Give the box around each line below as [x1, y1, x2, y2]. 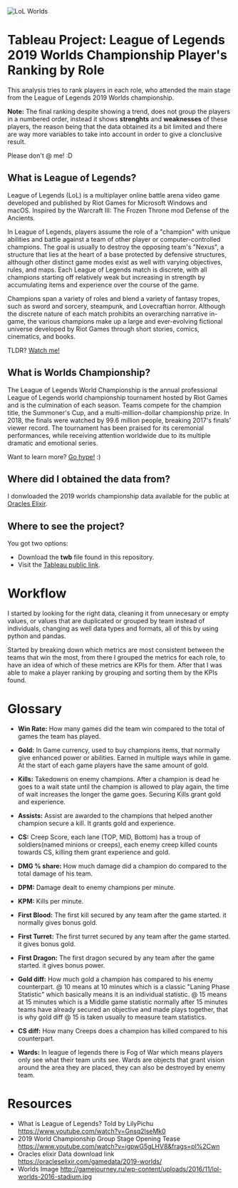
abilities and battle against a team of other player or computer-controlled [7, 235, 221, 243]
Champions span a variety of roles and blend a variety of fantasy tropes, [7, 294, 220, 302]
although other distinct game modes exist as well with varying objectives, [7, 257, 223, 266]
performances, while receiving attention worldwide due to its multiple [7, 431, 211, 439]
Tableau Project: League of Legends [7, 32, 226, 48]
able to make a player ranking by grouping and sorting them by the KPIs [7, 668, 218, 677]
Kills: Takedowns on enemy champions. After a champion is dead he [17, 775, 219, 784]
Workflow [7, 585, 67, 602]
